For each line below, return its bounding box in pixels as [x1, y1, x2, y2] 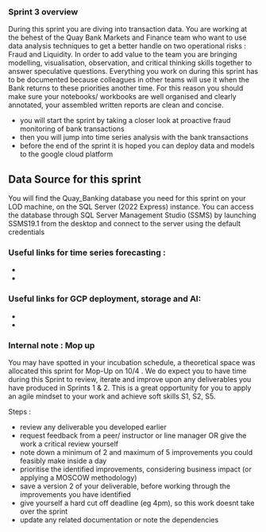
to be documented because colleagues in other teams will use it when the [8, 75, 250, 85]
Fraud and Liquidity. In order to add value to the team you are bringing [8, 50, 237, 60]
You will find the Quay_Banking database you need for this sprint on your [8, 194, 246, 203]
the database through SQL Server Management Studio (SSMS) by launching [8, 210, 256, 220]
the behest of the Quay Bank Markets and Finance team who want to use [8, 33, 247, 42]
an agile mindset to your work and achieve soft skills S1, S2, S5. [8, 391, 216, 401]
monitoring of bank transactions [19, 124, 125, 133]
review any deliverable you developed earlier [19, 422, 167, 431]
